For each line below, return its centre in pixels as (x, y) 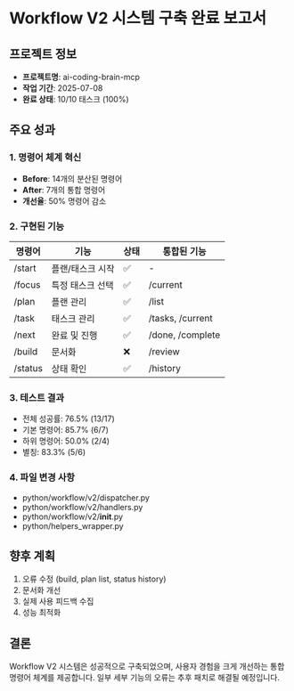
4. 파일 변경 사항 (42, 477)
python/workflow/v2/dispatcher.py (86, 497)
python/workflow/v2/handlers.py (82, 507)
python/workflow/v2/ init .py (72, 516)
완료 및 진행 (74, 335)
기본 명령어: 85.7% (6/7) (65, 430)
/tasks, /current (180, 318)
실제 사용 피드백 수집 (58, 601)
